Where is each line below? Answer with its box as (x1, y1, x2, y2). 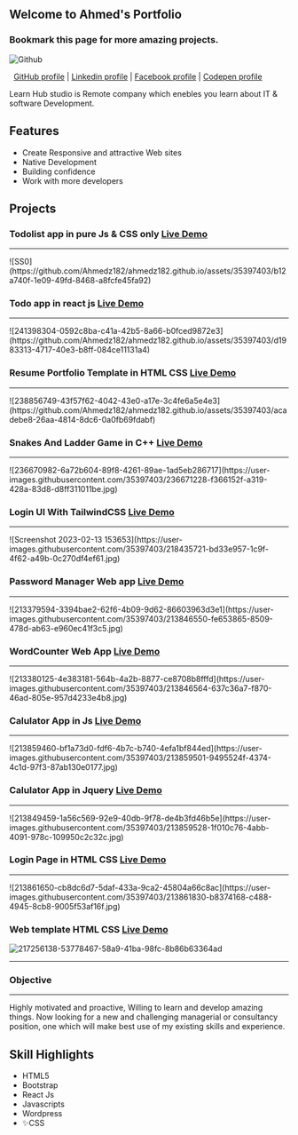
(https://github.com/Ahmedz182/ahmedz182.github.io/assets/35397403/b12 (9, 266, 286, 276)
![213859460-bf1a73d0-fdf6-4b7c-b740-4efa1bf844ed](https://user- (9, 743, 263, 754)
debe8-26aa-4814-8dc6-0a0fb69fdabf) (9, 414, 156, 425)
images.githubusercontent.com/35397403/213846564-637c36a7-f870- (9, 683, 272, 694)
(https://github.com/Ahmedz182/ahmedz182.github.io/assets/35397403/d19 (9, 335, 286, 345)
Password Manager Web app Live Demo (9, 575, 184, 588)
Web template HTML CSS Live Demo (9, 923, 169, 935)
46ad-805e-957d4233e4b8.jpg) (9, 692, 128, 702)
